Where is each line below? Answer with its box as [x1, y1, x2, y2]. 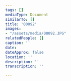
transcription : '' [5, 64, 44, 69]
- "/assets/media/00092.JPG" [5, 31, 66, 36]
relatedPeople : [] [5, 36, 44, 41]
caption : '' [5, 40, 30, 46]
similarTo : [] [5, 17, 35, 22]
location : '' [5, 54, 33, 60]
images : [5, 26, 22, 31]
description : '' [5, 59, 39, 64]
